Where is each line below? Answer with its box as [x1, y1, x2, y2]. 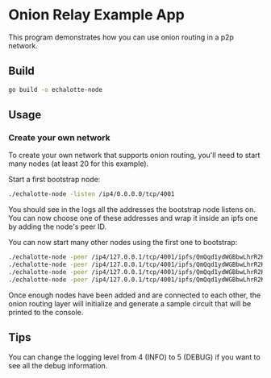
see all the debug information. [8, 360, 108, 370]
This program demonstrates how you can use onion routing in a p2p [8, 32, 234, 42]
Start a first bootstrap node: [8, 175, 101, 185]
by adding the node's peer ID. [8, 222, 107, 231]
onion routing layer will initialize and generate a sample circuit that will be [8, 298, 252, 308]
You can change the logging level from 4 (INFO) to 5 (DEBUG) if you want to [8, 352, 261, 362]
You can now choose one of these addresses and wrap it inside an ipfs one [8, 214, 258, 223]
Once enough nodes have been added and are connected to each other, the [8, 290, 261, 300]
